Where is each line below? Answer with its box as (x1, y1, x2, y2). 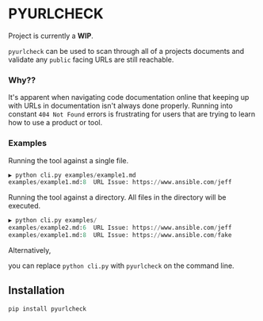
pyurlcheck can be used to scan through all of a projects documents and (8, 46, 245, 55)
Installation (8, 284, 65, 297)
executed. (8, 201, 41, 211)
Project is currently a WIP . (8, 31, 93, 40)
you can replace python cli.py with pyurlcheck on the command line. (8, 261, 235, 270)
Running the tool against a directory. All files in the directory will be (8, 193, 227, 202)
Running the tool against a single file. (8, 155, 129, 165)
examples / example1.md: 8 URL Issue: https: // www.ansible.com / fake (8, 231, 232, 239)
